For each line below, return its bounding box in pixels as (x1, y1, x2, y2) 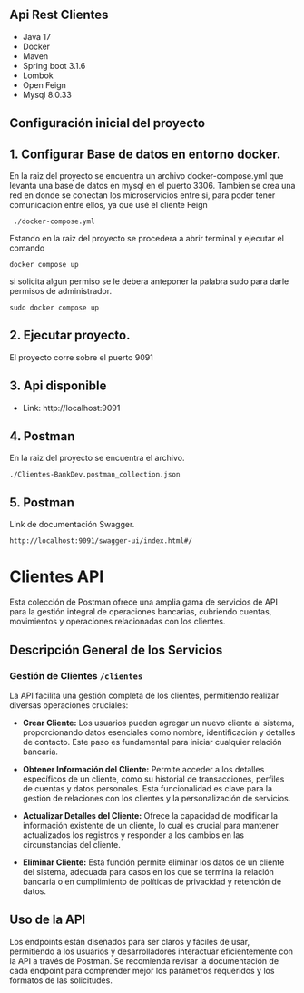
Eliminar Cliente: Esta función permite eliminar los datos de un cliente (22, 857, 285, 868)
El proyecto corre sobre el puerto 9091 (9, 351, 154, 362)
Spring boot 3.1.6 (22, 60, 86, 71)
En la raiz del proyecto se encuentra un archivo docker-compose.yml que (9, 171, 284, 182)
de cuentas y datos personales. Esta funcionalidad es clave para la (22, 782, 272, 793)
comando (9, 242, 45, 253)
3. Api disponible (9, 379, 107, 394)
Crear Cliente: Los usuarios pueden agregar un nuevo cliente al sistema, (22, 717, 295, 728)
